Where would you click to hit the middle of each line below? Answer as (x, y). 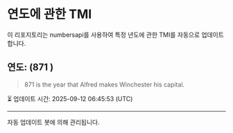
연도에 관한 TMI (50, 14)
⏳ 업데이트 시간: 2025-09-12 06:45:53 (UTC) (70, 98)
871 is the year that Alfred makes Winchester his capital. (104, 85)
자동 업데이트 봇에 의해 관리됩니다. (53, 122)
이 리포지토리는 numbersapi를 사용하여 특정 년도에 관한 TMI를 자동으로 (104, 35)
